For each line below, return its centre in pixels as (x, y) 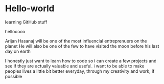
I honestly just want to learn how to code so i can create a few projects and (81, 61)
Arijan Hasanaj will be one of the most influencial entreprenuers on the (76, 41)
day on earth (18, 51)
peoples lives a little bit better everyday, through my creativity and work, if (80, 71)
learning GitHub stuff (26, 22)
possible (14, 76)
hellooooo (15, 31)
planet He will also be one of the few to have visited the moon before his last (82, 46)
